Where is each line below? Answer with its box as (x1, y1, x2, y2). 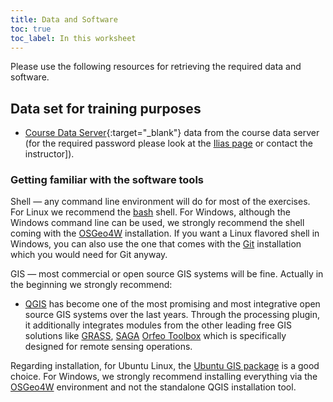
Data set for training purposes (10, 100, 202, 117)
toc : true (10, 24, 52, 34)
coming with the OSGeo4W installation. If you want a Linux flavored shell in (10, 227, 320, 240)
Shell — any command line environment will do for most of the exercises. (10, 196, 311, 208)
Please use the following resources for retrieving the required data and (10, 61, 302, 73)
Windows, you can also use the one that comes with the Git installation (10, 238, 302, 250)
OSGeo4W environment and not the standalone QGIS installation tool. (10, 381, 297, 393)
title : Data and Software (10, 14, 118, 25)
